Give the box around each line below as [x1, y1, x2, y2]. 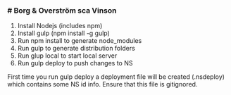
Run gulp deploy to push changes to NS [17, 59, 133, 68]
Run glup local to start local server [17, 51, 118, 60]
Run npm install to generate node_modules [17, 37, 142, 45]
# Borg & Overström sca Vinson [7, 6, 117, 15]
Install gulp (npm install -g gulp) [17, 29, 111, 37]
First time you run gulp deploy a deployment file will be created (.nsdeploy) [7, 72, 225, 81]
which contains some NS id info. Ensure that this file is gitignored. [7, 80, 198, 89]
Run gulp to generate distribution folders [17, 44, 135, 53]
